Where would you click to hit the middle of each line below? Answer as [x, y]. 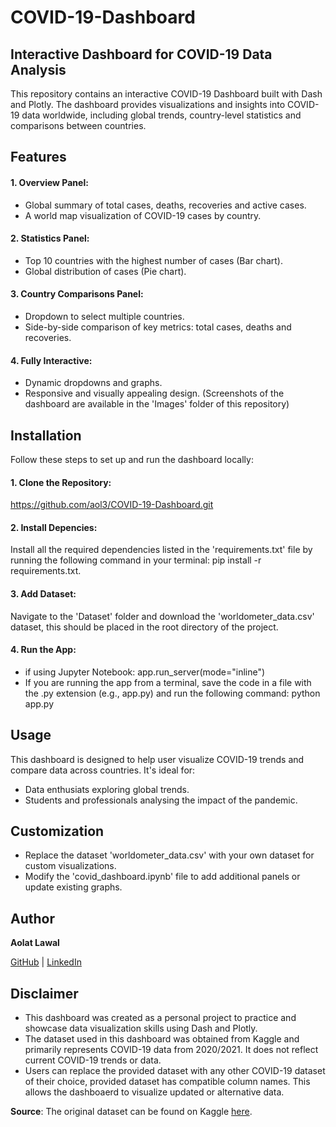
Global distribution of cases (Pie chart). [105, 271]
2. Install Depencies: [54, 527]
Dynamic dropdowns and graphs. [93, 383]
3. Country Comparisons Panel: [77, 294]
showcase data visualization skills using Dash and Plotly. [141, 1028]
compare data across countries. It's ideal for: [103, 770]
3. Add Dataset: [43, 594]
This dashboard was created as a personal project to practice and [160, 1018]
